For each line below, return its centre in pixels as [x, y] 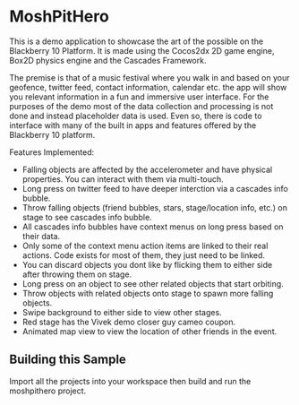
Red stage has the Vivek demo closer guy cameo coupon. [128, 322]
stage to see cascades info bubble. [87, 217]
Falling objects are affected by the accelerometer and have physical [147, 169]
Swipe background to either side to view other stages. [122, 312]
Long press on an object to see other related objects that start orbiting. [153, 283]
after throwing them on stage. [77, 274]
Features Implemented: [52, 152]
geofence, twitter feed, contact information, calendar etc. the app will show [148, 87]
